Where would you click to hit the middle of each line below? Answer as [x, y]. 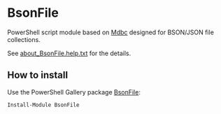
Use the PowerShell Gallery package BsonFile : [74, 92]
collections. [24, 39]
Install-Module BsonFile [43, 105]
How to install [38, 75]
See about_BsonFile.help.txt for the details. [69, 53]
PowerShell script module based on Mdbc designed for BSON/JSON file [111, 32]
